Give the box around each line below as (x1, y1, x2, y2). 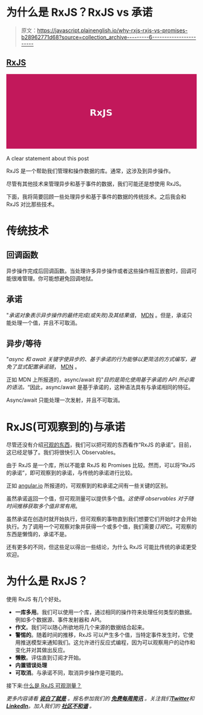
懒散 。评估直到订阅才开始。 (14, 654, 85, 661)
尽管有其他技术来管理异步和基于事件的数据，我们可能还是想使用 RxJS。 (6, 180, 185, 187)
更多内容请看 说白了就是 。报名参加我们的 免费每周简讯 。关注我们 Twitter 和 (6, 695, 195, 702)
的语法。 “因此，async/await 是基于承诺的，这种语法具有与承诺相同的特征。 (6, 384, 194, 391)
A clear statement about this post (6, 155, 89, 162)
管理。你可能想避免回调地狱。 (22, 274, 97, 282)
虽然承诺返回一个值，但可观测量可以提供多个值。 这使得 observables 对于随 (6, 495, 194, 502)
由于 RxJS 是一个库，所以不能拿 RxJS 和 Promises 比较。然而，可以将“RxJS (6, 462, 195, 469)
